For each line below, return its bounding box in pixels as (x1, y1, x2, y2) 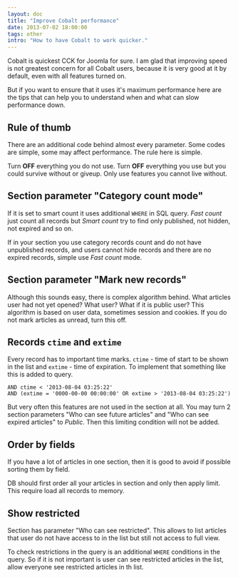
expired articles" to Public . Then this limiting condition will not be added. (7, 418, 220, 427)
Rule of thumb (7, 121, 71, 133)
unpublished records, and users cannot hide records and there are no (7, 245, 212, 254)
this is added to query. (7, 370, 73, 379)
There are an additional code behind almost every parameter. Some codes (7, 140, 226, 148)
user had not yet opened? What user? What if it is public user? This (7, 300, 205, 309)
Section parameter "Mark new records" (7, 274, 187, 286)
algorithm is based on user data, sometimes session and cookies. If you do (7, 308, 227, 316)
